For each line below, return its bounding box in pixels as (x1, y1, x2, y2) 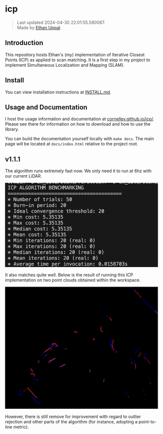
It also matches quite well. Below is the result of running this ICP (5, 272, 133, 278)
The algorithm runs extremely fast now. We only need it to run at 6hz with (5, 168, 152, 174)
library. (5, 127, 19, 132)
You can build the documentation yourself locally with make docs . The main (5, 136, 154, 142)
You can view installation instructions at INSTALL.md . (5, 89, 112, 95)
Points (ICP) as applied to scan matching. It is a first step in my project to (5, 57, 150, 63)
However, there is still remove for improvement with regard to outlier (5, 414, 141, 419)
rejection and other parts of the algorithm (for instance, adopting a (5, 419, 138, 425)
